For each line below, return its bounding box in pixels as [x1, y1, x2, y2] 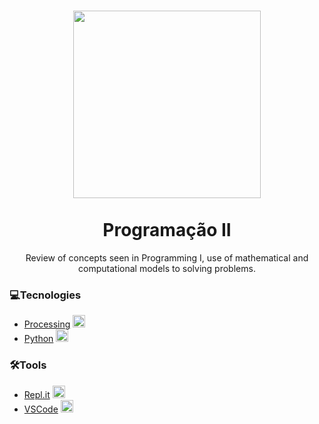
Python [23, 333, 54, 345]
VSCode [23, 403, 59, 415]
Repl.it [23, 388, 51, 400]
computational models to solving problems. [78, 262, 256, 274]
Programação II [102, 219, 232, 242]
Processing [23, 318, 71, 330]
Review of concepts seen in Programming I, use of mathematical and [25, 251, 309, 264]
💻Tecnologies [9, 288, 82, 302]
